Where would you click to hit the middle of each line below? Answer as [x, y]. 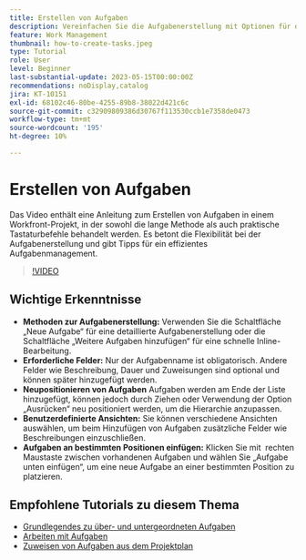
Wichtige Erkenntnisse [76, 300]
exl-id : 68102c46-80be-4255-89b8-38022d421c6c [99, 102]
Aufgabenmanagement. [54, 253]
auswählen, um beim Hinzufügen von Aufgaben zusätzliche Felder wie [155, 428]
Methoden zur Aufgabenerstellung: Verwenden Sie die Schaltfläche [152, 321]
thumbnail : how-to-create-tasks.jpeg [81, 43]
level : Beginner [40, 69]
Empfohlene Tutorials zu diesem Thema [124, 505]
